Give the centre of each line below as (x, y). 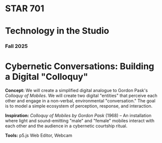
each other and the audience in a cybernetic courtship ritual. (66, 126)
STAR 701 (25, 9)
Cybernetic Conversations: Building (80, 66)
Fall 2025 (16, 46)
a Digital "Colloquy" (47, 77)
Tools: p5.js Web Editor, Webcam (39, 136)
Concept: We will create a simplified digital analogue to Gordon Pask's (77, 91)
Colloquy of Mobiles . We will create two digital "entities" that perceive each (81, 95)
